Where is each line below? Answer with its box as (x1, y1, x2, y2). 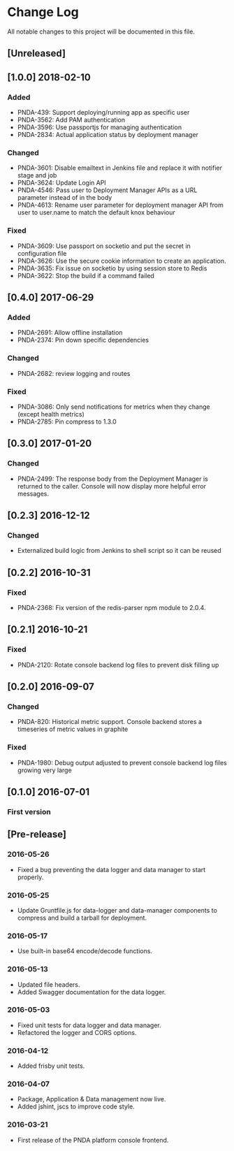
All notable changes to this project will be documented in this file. (7, 27, 196, 36)
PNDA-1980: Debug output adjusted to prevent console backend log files (17, 758, 227, 767)
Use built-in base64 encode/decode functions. (17, 947, 152, 955)
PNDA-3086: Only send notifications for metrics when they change (17, 403, 211, 411)
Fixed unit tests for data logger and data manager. (17, 1021, 162, 1029)
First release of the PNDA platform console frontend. (17, 1136, 169, 1144)
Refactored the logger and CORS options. (17, 1028, 137, 1036)
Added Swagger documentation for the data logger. (17, 987, 166, 996)
